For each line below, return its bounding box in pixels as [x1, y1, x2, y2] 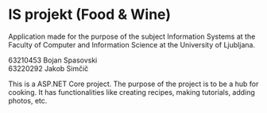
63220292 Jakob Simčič [8, 63, 89, 73]
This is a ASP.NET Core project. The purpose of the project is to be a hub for [8, 79, 259, 89]
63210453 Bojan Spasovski [8, 55, 98, 65]
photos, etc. [8, 96, 48, 105]
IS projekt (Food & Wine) [8, 6, 171, 24]
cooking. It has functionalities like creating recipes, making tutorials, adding [8, 87, 256, 96]
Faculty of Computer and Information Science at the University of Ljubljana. [8, 40, 256, 49]
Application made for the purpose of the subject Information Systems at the [8, 32, 256, 41]
